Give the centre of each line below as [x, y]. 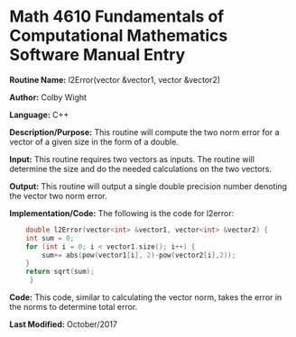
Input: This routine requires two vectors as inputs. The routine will [132, 159]
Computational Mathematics [119, 36]
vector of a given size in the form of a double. [94, 141]
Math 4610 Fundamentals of [117, 17]
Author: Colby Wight [48, 97]
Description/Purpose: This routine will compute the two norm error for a [144, 132]
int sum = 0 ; [50, 238]
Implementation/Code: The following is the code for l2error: [122, 213]
